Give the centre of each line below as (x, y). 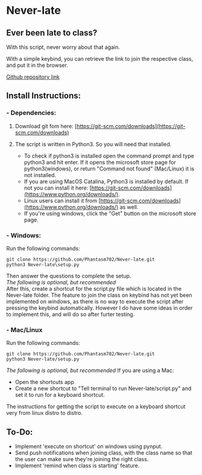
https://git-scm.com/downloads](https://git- (131, 126)
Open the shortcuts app (44, 382)
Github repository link (33, 77)
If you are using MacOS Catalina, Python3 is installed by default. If (106, 181)
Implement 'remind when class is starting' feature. (77, 466)
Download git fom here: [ (46, 126)
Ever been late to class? (52, 33)
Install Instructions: (44, 96)
